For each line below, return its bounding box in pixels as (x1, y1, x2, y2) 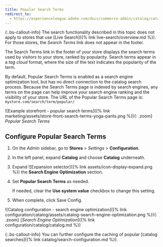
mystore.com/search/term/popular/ (5, 100, 75, 105)
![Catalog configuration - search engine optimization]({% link (5, 207, 127, 213)
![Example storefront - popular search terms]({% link (5, 108, 111, 114)
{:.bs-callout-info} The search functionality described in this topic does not (5, 30, 155, 35)
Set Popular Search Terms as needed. (12, 179, 89, 185)
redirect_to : (5, 12, 32, 16)
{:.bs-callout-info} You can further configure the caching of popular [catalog (5, 232, 158, 237)
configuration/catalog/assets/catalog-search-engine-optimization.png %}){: (5, 212, 158, 218)
